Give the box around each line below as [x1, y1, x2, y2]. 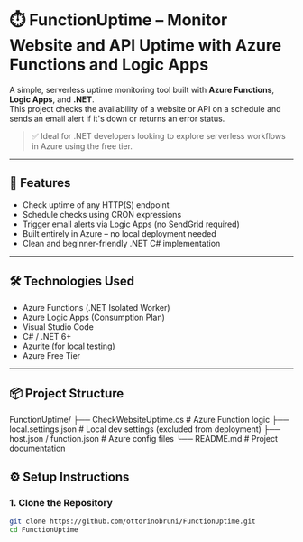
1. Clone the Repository [9, 496, 113, 509]
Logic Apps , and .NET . [9, 94, 95, 105]
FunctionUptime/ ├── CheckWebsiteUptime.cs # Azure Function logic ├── [9, 415, 289, 425]
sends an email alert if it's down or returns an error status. [9, 113, 225, 124]
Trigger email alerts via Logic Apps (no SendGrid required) [22, 219, 241, 229]
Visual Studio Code [22, 321, 95, 332]
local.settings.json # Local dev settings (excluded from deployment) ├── [9, 424, 281, 435]
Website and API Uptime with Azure [9, 35, 282, 56]
